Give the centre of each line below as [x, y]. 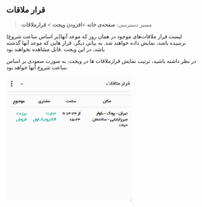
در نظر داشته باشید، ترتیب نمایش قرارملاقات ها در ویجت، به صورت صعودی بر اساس [101, 61]
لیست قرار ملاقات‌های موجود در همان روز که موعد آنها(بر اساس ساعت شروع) [94, 36]
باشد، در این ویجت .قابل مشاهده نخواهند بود [56, 49]
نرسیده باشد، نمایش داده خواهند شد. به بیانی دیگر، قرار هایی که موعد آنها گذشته [96, 42]
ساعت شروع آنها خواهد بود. [37, 67]
